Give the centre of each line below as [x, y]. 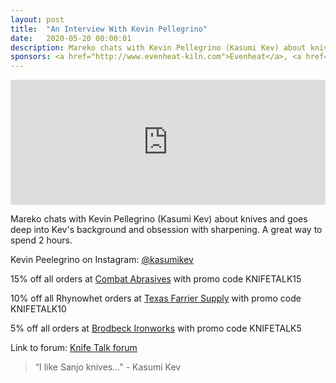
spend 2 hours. [41, 240]
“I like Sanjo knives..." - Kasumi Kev [108, 367]
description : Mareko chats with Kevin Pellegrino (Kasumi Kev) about [158, 47]
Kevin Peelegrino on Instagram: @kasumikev [102, 260]
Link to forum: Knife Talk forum [74, 348]
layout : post [37, 19]
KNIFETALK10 [38, 309]
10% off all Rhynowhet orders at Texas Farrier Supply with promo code [156, 298]
